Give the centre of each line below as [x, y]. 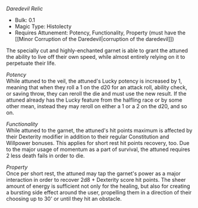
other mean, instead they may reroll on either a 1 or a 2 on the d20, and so [97, 106]
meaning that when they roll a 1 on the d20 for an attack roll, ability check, [97, 87]
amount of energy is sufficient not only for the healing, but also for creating [98, 186]
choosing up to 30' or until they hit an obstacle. [64, 199]
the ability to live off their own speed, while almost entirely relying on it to [96, 57]
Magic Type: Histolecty [43, 26]
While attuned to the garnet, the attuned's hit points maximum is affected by [99, 130]
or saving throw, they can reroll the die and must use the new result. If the [96, 94]
